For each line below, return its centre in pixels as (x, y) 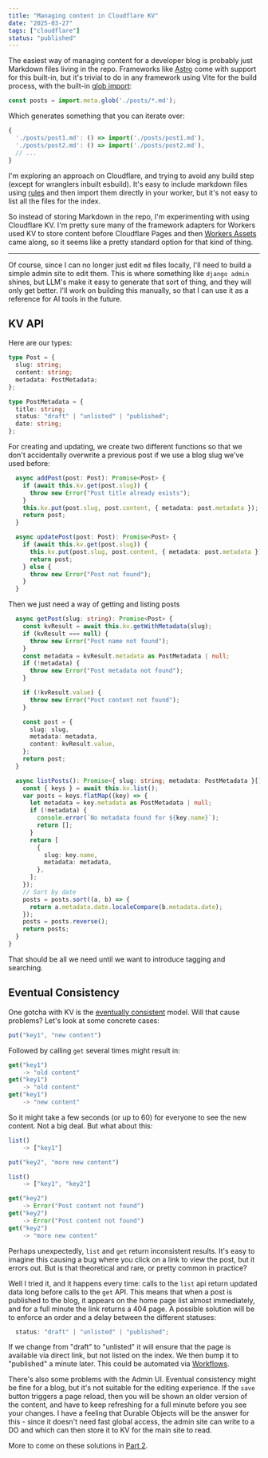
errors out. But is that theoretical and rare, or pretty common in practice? (128, 1268)
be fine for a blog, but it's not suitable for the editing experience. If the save (132, 1388)
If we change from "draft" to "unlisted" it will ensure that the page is (120, 1347)
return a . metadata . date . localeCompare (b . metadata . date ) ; (126, 907)
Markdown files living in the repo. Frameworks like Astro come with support (132, 69)
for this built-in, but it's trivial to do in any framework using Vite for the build (133, 77)
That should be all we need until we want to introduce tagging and (117, 959)
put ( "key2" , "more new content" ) (64, 1162)
